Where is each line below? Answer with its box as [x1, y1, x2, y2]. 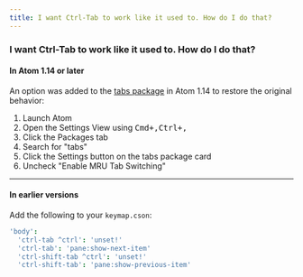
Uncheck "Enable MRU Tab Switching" [22, 160, 167, 171]
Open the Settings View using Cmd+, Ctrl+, [22, 122, 188, 133]
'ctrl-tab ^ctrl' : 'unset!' [17, 235, 124, 245]
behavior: [9, 95, 45, 106]
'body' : [9, 226, 39, 235]
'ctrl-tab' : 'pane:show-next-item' [17, 244, 151, 253]
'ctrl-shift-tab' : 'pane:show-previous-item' [17, 261, 192, 270]
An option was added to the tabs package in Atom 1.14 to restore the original [9, 85, 292, 96]
